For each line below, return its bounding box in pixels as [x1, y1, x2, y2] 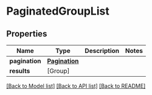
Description [85, 47, 120, 55]
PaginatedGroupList [6, 4, 109, 18]
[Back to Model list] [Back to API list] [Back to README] [6, 82, 146, 90]
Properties [6, 29, 47, 39]
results [9, 67, 30, 75]
